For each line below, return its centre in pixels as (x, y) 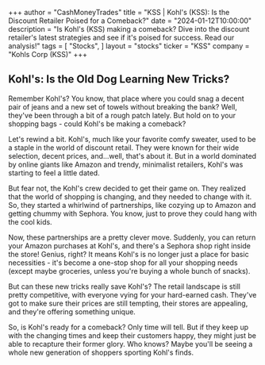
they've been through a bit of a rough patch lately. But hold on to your (122, 115)
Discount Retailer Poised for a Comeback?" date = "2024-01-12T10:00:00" (130, 21)
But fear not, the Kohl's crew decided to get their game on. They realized (127, 188)
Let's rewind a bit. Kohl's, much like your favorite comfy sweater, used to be (132, 139)
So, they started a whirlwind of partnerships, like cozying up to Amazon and (132, 205)
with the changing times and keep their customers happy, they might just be (132, 335)
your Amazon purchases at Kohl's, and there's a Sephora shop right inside (130, 245)
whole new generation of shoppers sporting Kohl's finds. (101, 352)
